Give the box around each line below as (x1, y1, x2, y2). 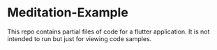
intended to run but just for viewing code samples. (7, 34, 152, 42)
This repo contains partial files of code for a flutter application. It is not (7, 27, 210, 36)
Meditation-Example (7, 5, 129, 21)
